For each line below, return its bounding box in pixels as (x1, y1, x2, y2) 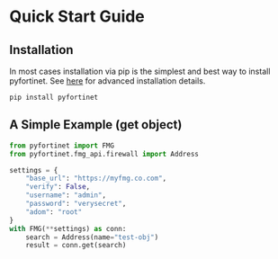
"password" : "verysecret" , (25, 200, 127, 209)
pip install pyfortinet (9, 93, 99, 102)
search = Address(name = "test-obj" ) (25, 232, 159, 242)
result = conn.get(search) (25, 241, 127, 250)
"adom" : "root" (25, 207, 83, 217)
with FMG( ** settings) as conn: (9, 224, 127, 233)
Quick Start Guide (9, 6, 146, 27)
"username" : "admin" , (25, 191, 106, 200)
